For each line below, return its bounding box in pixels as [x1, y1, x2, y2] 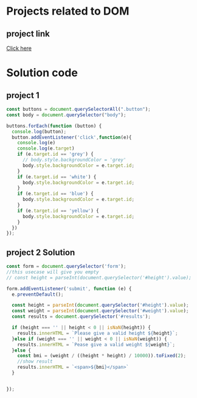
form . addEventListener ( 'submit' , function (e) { [6, 285, 132, 292]
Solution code [6, 66, 78, 80]
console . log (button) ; [12, 128, 67, 134]
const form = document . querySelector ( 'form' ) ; [6, 264, 126, 270]
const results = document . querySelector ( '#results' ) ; [12, 313, 151, 320]
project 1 [6, 90, 40, 100]
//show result [17, 358, 53, 365]
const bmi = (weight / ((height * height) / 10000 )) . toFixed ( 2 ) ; [17, 353, 187, 359]
